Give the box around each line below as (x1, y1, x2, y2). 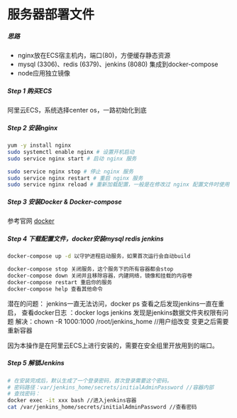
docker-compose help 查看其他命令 (7, 286, 103, 293)
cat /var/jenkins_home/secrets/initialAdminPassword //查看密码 (7, 404, 197, 411)
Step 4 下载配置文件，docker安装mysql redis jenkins (7, 234, 165, 243)
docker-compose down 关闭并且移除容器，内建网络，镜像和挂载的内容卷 (7, 272, 193, 280)
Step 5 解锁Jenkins (7, 359, 65, 367)
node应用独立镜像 (17, 69, 71, 78)
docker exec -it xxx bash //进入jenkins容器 (7, 397, 137, 404)
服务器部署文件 (7, 6, 95, 23)
